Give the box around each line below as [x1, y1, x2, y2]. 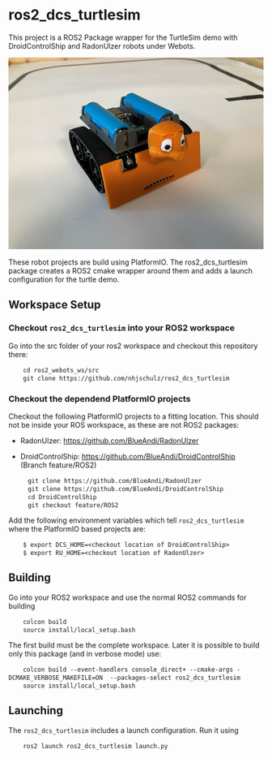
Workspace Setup [8, 298, 101, 312]
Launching [8, 704, 63, 717]
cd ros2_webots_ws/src [23, 366, 100, 374]
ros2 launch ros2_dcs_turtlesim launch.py [23, 742, 168, 750]
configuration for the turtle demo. [8, 274, 120, 284]
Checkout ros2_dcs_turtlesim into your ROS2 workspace [8, 322, 235, 334]
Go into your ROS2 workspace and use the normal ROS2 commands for [8, 592, 247, 602]
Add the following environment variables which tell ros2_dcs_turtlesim [8, 515, 244, 525]
